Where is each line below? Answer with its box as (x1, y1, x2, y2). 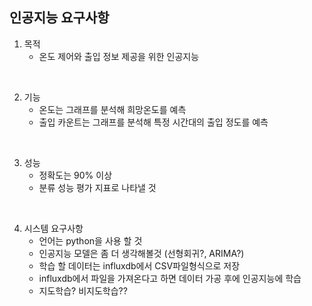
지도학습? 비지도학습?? (38, 284, 128, 297)
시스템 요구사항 (23, 222, 84, 234)
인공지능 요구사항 (9, 9, 110, 27)
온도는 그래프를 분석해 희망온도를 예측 (38, 103, 187, 115)
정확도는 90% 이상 (38, 169, 113, 181)
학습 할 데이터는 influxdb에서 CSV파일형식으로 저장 (38, 259, 241, 272)
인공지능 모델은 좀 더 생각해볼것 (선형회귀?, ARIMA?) (38, 247, 245, 259)
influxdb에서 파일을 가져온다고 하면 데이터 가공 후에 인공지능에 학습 (38, 272, 302, 284)
